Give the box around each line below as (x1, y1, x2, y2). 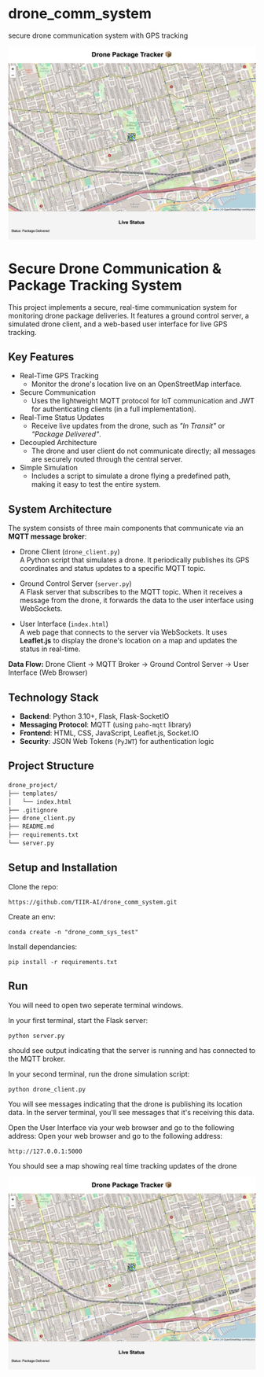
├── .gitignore (8, 806, 58, 814)
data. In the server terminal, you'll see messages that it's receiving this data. (8, 1107, 255, 1117)
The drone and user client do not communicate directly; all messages (31, 446, 256, 456)
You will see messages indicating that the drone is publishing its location (8, 1099, 243, 1109)
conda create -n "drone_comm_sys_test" (8, 928, 139, 936)
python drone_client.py (8, 1085, 86, 1093)
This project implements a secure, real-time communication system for (8, 302, 237, 311)
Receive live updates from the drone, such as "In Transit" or (31, 422, 225, 431)
